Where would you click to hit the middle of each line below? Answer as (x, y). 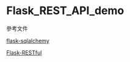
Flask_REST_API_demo (65, 11)
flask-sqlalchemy (28, 41)
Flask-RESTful (24, 52)
